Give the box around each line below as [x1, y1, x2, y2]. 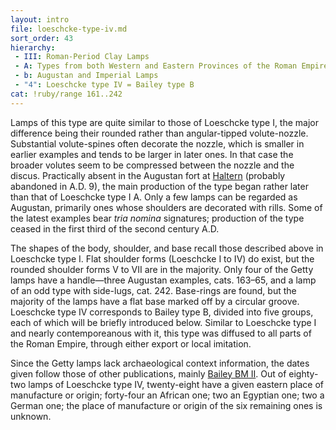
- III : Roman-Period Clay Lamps [14, 52, 150, 62]
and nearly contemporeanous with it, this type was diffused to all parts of [10, 327, 312, 339]
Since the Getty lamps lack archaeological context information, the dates [10, 357, 310, 369]
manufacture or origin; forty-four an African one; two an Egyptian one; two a [10, 389, 325, 401]
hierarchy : [10, 42, 56, 53]
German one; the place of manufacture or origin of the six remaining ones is [10, 399, 323, 411]
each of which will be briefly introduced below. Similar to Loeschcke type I [10, 316, 317, 328]
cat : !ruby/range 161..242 [10, 89, 123, 99]
